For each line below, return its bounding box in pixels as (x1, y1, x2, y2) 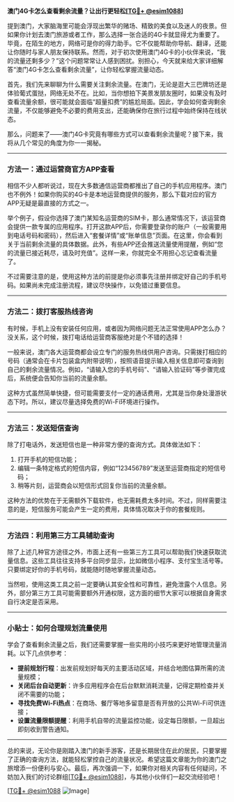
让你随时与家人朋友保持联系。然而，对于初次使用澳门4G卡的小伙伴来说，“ (7, 48, 220, 56)
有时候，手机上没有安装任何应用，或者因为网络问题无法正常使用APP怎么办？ (7, 324, 227, 333)
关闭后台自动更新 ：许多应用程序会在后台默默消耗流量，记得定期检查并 (17, 681, 219, 690)
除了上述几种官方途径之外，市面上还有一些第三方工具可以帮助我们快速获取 (7, 548, 221, 556)
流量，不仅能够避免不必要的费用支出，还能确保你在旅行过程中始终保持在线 (7, 106, 221, 115)
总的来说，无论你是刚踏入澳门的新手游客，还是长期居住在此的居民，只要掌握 (7, 747, 227, 755)
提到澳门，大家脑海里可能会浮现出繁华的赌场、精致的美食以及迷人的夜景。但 (7, 22, 227, 30)
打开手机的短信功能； (17, 455, 79, 463)
